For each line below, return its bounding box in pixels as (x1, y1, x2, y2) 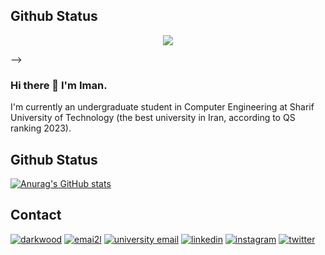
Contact (10, 207, 62, 224)
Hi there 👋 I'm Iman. (10, 78, 108, 92)
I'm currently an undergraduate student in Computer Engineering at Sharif (10, 101, 315, 113)
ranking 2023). (10, 122, 72, 134)
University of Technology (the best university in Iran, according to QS (10, 112, 296, 124)
